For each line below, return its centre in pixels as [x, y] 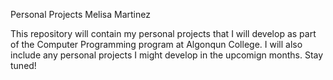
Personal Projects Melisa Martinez [80, 14]
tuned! [23, 65]
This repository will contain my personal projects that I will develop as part [163, 33]
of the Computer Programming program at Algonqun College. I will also [156, 44]
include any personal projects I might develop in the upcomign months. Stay [167, 55]
